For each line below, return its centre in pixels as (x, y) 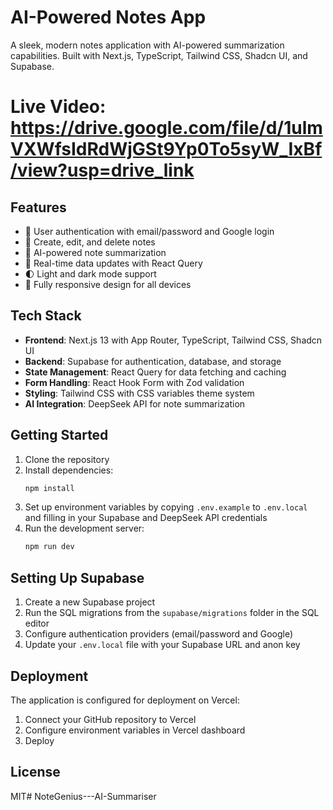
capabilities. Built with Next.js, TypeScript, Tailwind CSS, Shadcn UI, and (159, 55)
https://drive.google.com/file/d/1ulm (166, 128)
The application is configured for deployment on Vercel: (125, 700)
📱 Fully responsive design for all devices (108, 284)
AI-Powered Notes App (108, 17)
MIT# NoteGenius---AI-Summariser (83, 796)
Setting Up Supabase (77, 577)
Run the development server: (84, 528)
